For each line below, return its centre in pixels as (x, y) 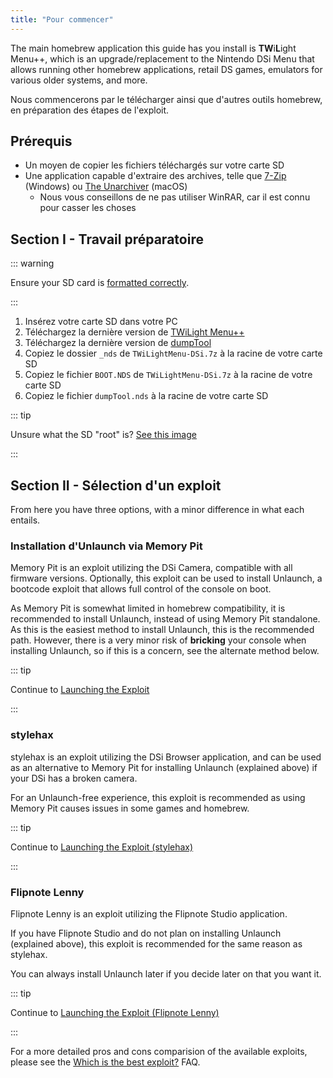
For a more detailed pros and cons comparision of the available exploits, (159, 1051)
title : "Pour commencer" (62, 19)
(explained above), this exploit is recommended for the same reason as (156, 943)
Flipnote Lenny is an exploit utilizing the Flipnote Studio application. (149, 913)
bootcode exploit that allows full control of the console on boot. (141, 589)
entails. (25, 520)
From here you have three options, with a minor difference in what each (157, 510)
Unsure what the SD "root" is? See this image (103, 435)
